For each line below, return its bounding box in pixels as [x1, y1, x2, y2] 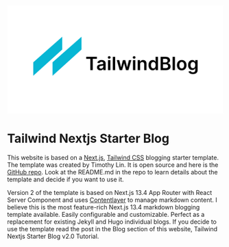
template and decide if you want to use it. [7, 175, 125, 183]
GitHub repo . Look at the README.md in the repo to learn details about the [7, 168, 218, 176]
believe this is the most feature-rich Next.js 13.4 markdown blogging [7, 203, 200, 211]
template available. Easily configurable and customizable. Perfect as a [7, 210, 205, 218]
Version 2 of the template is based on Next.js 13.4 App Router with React [7, 188, 213, 196]
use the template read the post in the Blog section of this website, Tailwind [7, 224, 218, 233]
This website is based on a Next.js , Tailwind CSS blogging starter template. [7, 153, 219, 161]
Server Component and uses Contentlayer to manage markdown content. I [7, 196, 217, 204]
